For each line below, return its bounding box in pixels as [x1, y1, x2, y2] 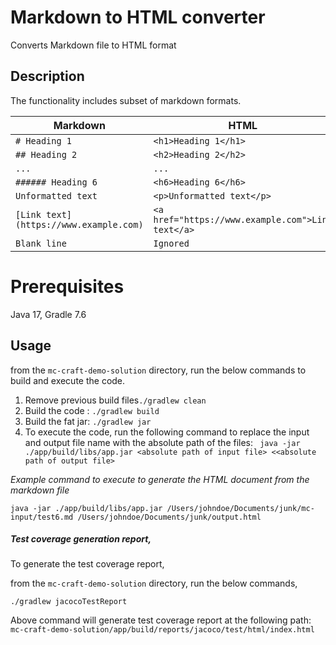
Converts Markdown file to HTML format [10, 39, 177, 51]
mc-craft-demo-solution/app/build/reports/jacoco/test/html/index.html [10, 625, 315, 635]
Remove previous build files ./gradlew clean [24, 394, 207, 406]
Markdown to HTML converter [10, 6, 266, 29]
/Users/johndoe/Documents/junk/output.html [77, 512, 262, 522]
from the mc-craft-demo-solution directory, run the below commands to [10, 364, 307, 376]
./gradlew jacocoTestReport [10, 597, 128, 607]
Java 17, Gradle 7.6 [10, 308, 87, 320]
